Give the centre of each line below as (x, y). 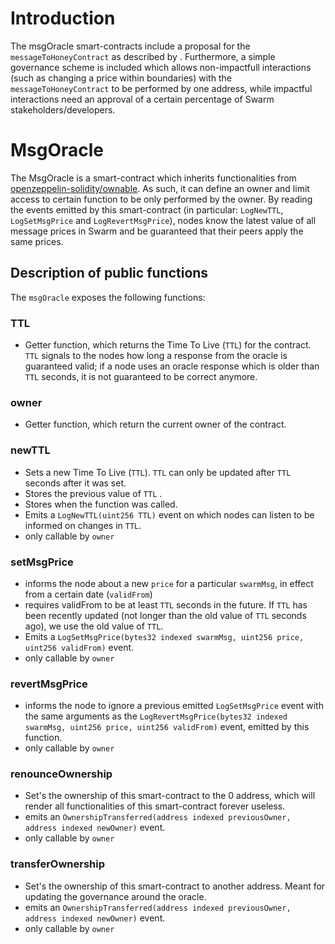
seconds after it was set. (75, 483)
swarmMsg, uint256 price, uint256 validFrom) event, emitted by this (167, 727)
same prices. (37, 241)
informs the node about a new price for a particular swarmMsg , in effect (169, 583)
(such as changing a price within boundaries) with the (121, 78)
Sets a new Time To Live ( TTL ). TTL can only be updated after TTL (158, 472)
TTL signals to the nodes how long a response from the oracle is (156, 355)
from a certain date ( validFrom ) (88, 594)
